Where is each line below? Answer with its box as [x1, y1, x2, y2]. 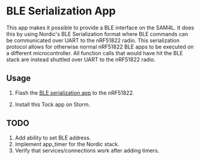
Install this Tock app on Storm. [14, 101, 91, 108]
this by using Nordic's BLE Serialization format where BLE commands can [6, 30, 188, 37]
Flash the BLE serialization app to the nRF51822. [14, 89, 135, 96]
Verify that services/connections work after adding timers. [14, 147, 160, 154]
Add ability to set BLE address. [14, 134, 91, 141]
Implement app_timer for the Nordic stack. [14, 140, 120, 147]
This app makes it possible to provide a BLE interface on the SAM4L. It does [6, 24, 195, 31]
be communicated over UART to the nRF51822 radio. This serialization [6, 37, 180, 44]
